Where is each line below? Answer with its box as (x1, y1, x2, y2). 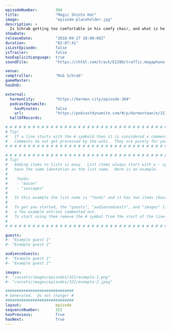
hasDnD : (5, 83, 22, 88)
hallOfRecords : (10, 115, 42, 121)
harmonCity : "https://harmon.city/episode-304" (10, 96, 131, 102)
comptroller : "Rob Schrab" (5, 73, 83, 79)
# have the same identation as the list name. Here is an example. (5, 167, 158, 172)
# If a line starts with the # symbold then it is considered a (5, 134, 149, 139)
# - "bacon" (5, 181, 38, 186)
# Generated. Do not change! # (5, 293, 74, 299)
